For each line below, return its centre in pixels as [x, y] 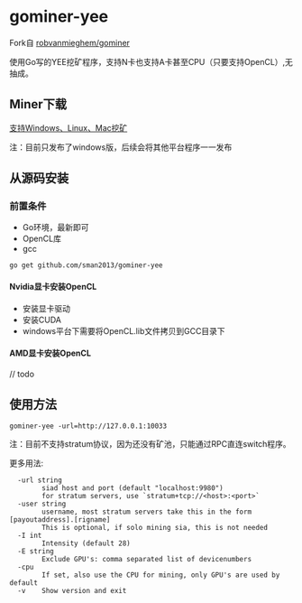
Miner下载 [38, 104]
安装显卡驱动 [46, 308]
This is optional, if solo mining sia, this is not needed [155, 527]
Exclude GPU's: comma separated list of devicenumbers [147, 559]
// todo [22, 374]
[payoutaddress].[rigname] [60, 520]
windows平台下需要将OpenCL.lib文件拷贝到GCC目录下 [124, 330]
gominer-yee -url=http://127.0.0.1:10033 [88, 426]
